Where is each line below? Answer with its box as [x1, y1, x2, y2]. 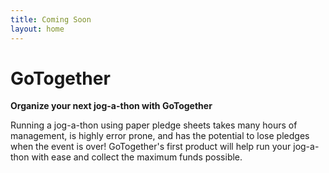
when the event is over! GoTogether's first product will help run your [10, 141, 292, 153]
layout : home [10, 24, 65, 34]
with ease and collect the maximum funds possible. [31, 151, 243, 163]
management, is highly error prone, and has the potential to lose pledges [10, 130, 310, 142]
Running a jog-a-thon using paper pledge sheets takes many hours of [10, 119, 298, 131]
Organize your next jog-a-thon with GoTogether [10, 100, 213, 112]
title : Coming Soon [10, 14, 92, 25]
